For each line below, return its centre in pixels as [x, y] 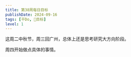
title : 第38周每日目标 [27, 10]
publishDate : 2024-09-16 [31, 15]
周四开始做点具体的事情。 [32, 50]
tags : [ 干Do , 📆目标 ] [26, 19]
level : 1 [14, 24]
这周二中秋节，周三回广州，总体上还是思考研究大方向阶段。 [67, 39]
